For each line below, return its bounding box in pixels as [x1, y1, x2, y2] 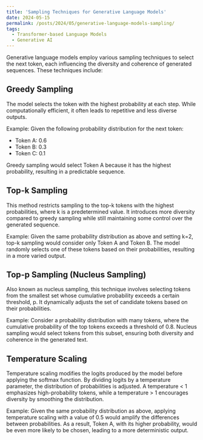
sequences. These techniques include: [6, 67, 103, 73]
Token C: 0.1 [15, 149, 46, 157]
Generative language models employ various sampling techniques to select [6, 54, 194, 61]
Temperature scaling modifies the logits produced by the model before [6, 370, 183, 377]
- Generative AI [12, 37, 53, 43]
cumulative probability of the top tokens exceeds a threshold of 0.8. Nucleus [6, 323, 197, 331]
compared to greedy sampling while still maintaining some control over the [6, 214, 193, 222]
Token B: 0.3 [15, 143, 47, 151]
